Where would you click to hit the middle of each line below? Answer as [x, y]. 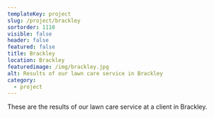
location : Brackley [36, 60]
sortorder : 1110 [31, 27]
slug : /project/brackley [44, 21]
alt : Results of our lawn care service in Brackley [85, 73]
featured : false [31, 47]
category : [22, 80]
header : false [28, 41]
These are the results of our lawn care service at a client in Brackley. [107, 107]
